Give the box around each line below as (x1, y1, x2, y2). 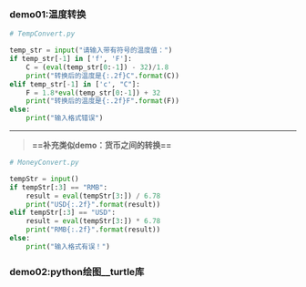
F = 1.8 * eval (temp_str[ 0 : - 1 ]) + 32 (25, 88, 161, 97)
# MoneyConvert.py (9, 158, 79, 168)
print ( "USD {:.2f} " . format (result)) (25, 200, 161, 209)
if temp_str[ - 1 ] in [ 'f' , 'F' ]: (9, 55, 132, 64)
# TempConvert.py (9, 29, 76, 38)
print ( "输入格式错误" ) (25, 114, 104, 123)
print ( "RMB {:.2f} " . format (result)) (25, 225, 161, 234)
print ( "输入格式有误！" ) (25, 241, 111, 251)
